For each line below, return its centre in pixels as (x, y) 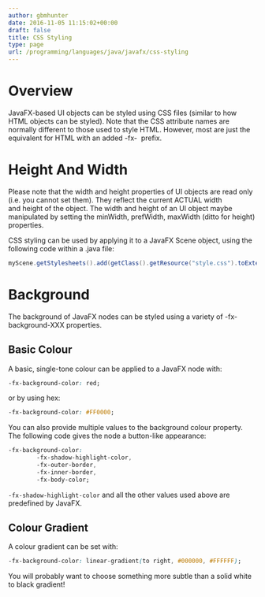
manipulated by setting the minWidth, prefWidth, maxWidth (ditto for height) (132, 217)
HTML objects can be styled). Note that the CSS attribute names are (119, 121)
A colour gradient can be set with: (63, 547)
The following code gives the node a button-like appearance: (107, 436)
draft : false (30, 30)
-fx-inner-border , (67, 472)
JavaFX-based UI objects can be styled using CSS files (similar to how (123, 113)
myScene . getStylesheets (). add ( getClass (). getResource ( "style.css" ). (123, 263)
